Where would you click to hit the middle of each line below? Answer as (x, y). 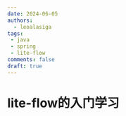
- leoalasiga (33, 27)
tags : (15, 33)
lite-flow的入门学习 (63, 103)
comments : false (31, 60)
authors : (20, 20)
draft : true (25, 66)
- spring (23, 46)
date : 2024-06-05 (33, 14)
